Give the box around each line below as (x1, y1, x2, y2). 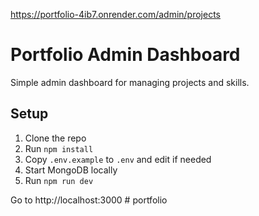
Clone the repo (24, 132, 87, 144)
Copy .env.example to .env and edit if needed (24, 153, 212, 165)
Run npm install (24, 142, 94, 154)
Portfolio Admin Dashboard (10, 44, 241, 66)
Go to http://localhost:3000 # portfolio (10, 194, 168, 206)
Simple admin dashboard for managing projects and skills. (10, 76, 250, 88)
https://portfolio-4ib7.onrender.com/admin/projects (10, 9, 222, 20)
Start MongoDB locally (24, 164, 118, 176)
